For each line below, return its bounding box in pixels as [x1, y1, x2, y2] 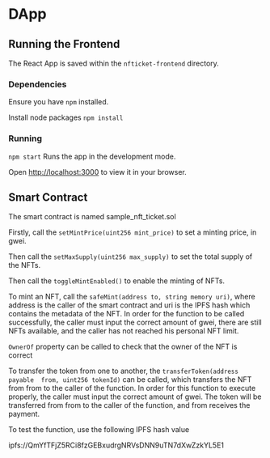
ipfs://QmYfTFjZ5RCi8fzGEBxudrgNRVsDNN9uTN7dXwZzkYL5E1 [8, 440, 225, 450]
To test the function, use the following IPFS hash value [8, 425, 190, 435]
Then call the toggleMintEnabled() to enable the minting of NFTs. [8, 276, 225, 286]
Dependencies [8, 78, 67, 90]
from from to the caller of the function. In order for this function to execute [8, 384, 256, 393]
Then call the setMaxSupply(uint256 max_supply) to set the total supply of [8, 252, 253, 261]
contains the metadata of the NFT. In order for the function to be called [8, 309, 245, 319]
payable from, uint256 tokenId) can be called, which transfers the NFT [8, 375, 252, 384]
